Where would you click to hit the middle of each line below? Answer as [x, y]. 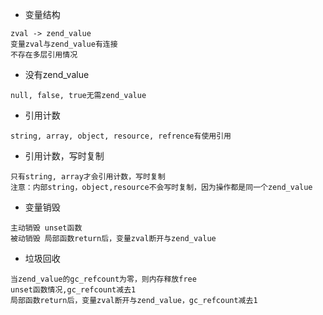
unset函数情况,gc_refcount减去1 [73, 290]
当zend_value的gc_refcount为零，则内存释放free [103, 279]
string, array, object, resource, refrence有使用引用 [121, 136]
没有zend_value [57, 74]
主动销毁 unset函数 [46, 228]
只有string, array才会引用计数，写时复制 [88, 177]
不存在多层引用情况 [44, 55]
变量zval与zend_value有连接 [64, 44]
